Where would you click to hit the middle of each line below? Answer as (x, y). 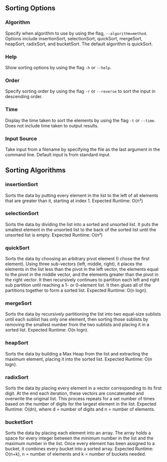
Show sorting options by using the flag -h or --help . (58, 67)
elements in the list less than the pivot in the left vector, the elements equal (82, 269)
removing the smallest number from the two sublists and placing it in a (77, 325)
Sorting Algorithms (35, 171)
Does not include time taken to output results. (52, 125)
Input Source (21, 138)
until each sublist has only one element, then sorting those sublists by (77, 319)
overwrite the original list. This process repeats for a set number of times (80, 399)
